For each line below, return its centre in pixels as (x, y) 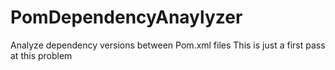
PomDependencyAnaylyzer (126, 17)
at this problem (41, 55)
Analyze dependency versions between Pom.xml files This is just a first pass (168, 45)
